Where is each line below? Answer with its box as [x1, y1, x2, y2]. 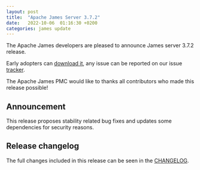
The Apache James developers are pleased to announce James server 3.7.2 [6, 42, 194, 49]
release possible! [6, 84, 49, 92]
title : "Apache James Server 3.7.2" [6, 14, 101, 20]
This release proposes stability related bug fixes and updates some [6, 117, 172, 125]
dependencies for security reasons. [6, 124, 94, 131]
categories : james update [6, 25, 71, 32]
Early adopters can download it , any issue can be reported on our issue [6, 60, 183, 67]
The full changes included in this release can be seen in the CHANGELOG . [6, 157, 189, 164]
